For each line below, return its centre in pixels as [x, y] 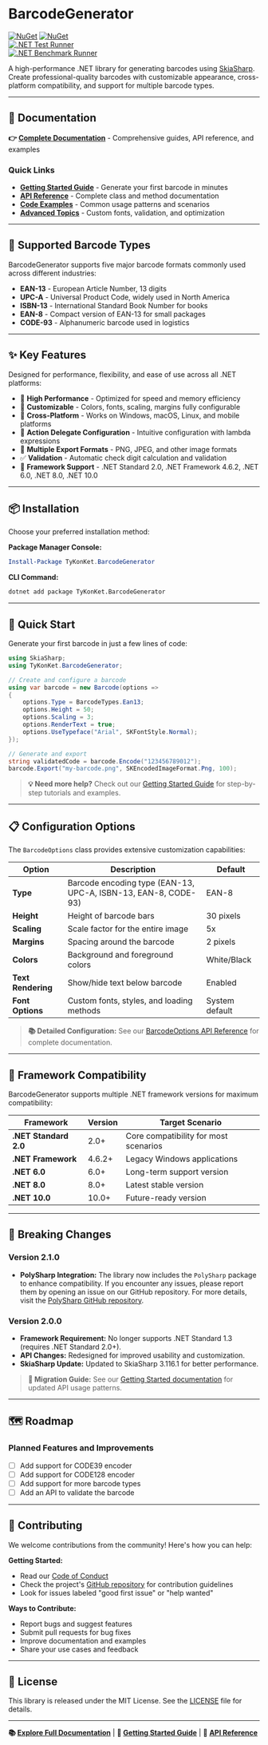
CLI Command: [33, 577]
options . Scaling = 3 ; [58, 717]
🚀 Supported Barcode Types [80, 246]
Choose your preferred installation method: [79, 532]
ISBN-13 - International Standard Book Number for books [114, 305]
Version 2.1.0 [34, 1257]
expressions [40, 441]
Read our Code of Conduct [64, 1576]
